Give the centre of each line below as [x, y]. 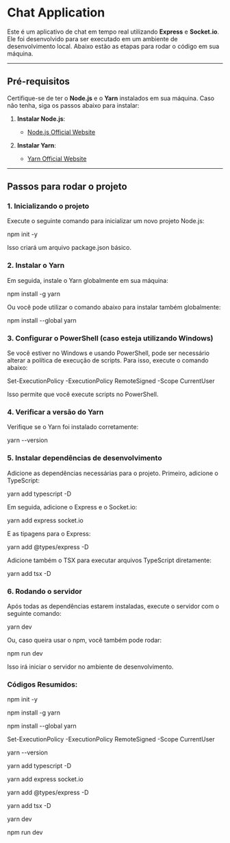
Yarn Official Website [57, 159]
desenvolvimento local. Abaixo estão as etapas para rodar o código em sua [113, 46]
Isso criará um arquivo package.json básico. [69, 248]
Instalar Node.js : [41, 119]
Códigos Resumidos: [42, 684]
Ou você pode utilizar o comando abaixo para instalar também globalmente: [114, 307]
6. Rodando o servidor [44, 591]
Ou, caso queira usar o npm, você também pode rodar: [85, 640]
